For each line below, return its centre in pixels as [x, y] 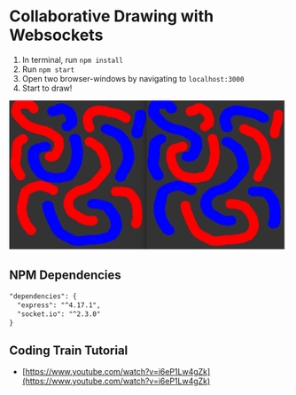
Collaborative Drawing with [112, 16]
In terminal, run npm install [73, 59]
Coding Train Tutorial [69, 350]
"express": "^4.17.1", [59, 305]
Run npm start [48, 69]
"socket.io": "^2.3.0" [59, 314]
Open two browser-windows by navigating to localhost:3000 [133, 78]
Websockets [56, 35]
